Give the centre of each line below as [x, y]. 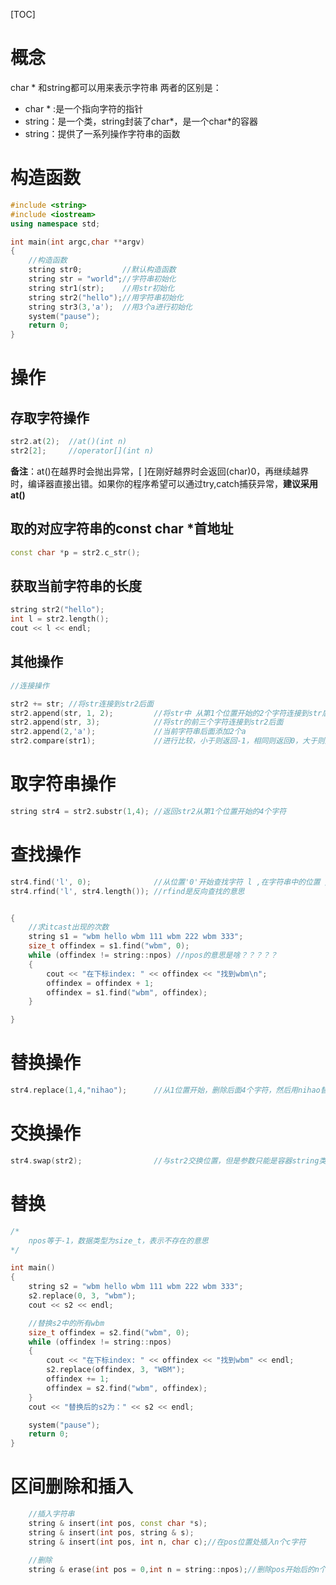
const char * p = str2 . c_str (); [75, 552]
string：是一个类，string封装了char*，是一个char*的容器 [141, 121]
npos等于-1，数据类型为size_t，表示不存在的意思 [118, 1240]
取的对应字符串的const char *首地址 [122, 529]
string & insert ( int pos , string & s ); [111, 1532]
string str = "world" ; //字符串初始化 [102, 279]
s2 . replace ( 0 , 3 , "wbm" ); [82, 1296]
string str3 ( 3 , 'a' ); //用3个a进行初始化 [110, 307]
